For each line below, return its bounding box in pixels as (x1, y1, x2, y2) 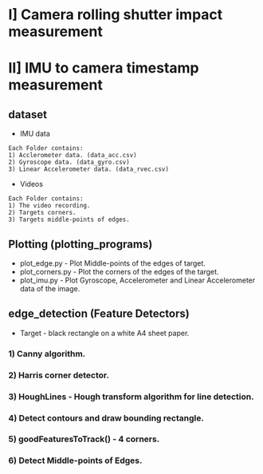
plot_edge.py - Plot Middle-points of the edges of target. (19, 259, 206, 268)
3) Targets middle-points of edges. (8, 215, 130, 224)
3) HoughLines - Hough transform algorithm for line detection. (8, 391, 254, 402)
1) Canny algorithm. (8, 348, 86, 359)
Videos (19, 180, 44, 189)
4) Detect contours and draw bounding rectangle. (8, 413, 205, 424)
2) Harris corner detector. (8, 369, 110, 381)
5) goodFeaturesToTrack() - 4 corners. (8, 433, 160, 444)
